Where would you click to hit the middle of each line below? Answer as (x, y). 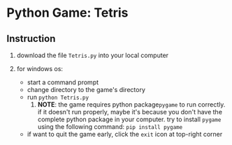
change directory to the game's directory (86, 90)
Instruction (31, 39)
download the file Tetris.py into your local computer (93, 55)
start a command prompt (63, 82)
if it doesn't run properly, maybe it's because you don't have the (130, 112)
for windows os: (40, 69)
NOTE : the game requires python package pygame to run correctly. (131, 105)
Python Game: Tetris (67, 13)
